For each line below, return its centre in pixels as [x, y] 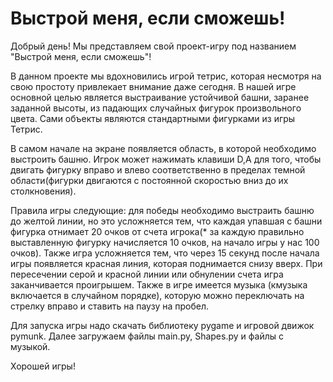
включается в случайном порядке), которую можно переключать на [157, 295]
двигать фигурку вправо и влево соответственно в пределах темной [158, 169]
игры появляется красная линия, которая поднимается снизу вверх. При [166, 263]
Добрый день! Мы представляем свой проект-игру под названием [153, 46]
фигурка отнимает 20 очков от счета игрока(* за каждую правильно [157, 231]
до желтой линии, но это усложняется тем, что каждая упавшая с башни [166, 221]
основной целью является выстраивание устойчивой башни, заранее [160, 97]
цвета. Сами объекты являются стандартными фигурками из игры [153, 118]
